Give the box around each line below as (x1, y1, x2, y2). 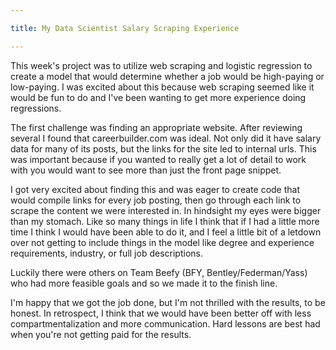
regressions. (10, 102, 62, 114)
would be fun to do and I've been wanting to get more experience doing (10, 91, 307, 103)
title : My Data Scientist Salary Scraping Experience (10, 23, 240, 33)
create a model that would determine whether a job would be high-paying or (10, 70, 325, 82)
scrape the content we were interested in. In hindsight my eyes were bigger (10, 204, 322, 216)
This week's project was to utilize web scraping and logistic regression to (10, 59, 313, 71)
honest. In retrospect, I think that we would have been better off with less (10, 307, 312, 319)
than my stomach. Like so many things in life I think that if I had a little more (10, 215, 320, 227)
